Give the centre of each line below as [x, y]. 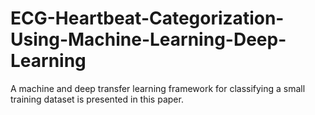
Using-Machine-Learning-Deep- [148, 39]
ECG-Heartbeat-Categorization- [147, 18]
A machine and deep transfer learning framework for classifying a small [158, 88]
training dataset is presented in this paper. [97, 99]
